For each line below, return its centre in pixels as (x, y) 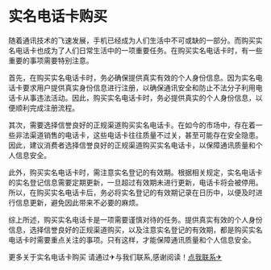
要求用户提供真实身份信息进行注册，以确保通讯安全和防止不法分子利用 (139, 87)
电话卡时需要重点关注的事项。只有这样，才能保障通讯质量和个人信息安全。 (132, 239)
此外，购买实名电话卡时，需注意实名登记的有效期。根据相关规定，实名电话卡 (135, 172)
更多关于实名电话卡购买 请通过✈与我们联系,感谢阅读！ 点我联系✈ (115, 257)
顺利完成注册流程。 (47, 108)
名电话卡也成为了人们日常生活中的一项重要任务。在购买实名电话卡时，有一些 (135, 50)
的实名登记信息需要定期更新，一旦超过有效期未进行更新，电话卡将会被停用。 (135, 182)
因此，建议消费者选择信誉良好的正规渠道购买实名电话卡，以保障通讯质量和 (132, 145)
